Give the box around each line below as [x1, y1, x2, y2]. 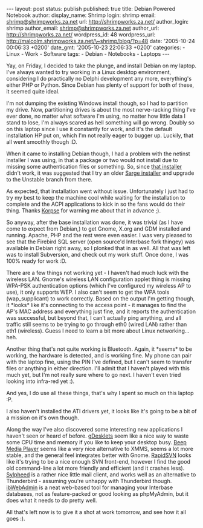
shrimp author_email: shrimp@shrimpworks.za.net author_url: [6, 24, 159, 32]
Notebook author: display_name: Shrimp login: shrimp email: [6, 12, 156, 19]
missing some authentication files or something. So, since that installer [6, 163, 182, 170]
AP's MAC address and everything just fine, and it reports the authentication [6, 308, 196, 315]
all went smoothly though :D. [6, 138, 77, 145]
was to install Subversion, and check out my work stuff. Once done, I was [6, 251, 189, 258]
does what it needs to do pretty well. [6, 497, 97, 504]
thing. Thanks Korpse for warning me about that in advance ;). [6, 207, 161, 214]
